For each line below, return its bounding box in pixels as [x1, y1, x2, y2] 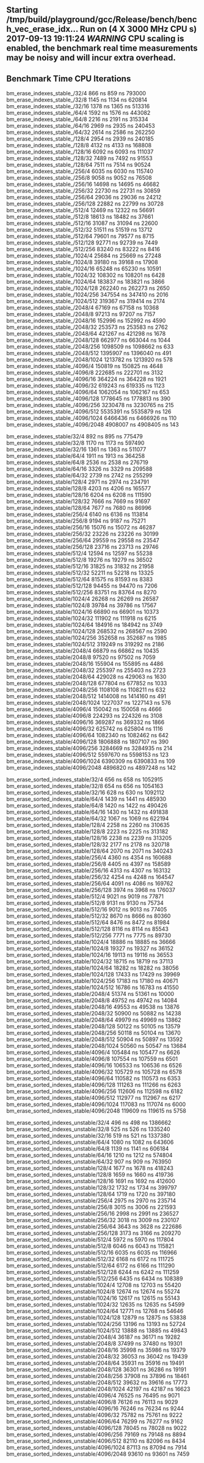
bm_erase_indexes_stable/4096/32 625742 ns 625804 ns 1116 [6, 725, 163, 732]
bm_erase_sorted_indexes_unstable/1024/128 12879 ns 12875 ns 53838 [6, 1314, 186, 1321]
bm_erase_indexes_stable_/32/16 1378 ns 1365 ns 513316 [6, 103, 150, 110]
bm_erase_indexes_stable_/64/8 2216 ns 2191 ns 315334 [6, 116, 148, 123]
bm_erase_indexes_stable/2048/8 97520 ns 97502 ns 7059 [6, 654, 156, 661]
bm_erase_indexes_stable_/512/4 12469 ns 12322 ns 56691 [6, 207, 155, 214]
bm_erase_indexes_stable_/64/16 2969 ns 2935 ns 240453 [6, 122, 155, 130]
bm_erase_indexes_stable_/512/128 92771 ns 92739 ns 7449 [6, 239, 158, 246]
